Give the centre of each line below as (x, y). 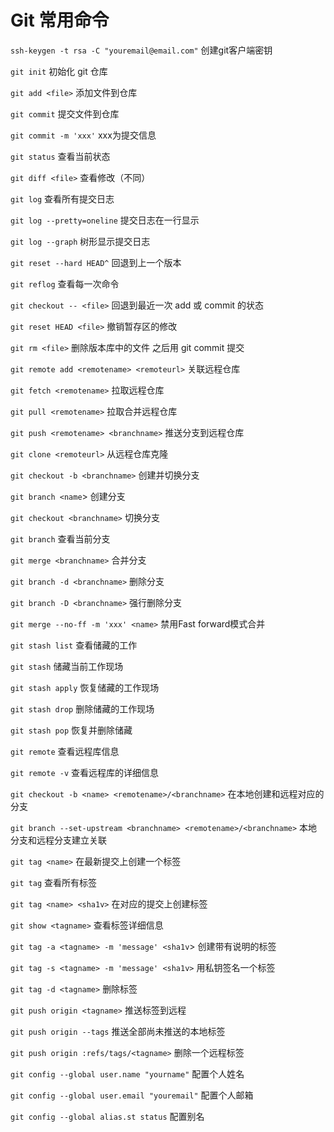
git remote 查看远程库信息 (65, 751)
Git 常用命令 (60, 20)
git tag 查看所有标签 (54, 882)
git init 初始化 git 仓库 (59, 71)
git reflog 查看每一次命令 (65, 283)
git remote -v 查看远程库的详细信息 (85, 772)
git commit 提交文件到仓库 (65, 113)
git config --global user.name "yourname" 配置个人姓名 (127, 1073)
